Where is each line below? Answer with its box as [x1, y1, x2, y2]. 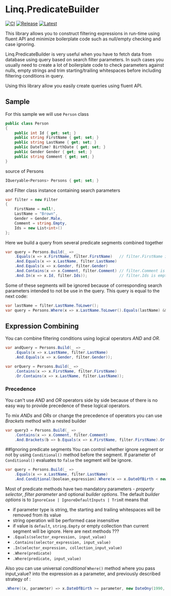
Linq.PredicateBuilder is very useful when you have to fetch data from [5, 51, 152, 57]
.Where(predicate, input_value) [12, 556, 81, 562]
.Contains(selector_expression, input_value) [12, 540, 111, 545]
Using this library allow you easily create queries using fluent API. [5, 83, 143, 89]
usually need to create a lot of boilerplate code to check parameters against [5, 62, 164, 68]
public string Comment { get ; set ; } [14, 154, 95, 159]
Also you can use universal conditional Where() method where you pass [5, 565, 155, 572]
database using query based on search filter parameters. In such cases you [5, 56, 164, 62]
